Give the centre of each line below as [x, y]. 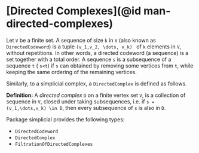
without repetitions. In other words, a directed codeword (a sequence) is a [97, 53]
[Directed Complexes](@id [74, 11]
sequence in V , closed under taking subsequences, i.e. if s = [80, 101]
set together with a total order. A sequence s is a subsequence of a [89, 59]
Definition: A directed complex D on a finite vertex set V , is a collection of [96, 95]
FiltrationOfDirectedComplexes [54, 144]
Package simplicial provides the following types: [65, 119]
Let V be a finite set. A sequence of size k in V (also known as [81, 40]
